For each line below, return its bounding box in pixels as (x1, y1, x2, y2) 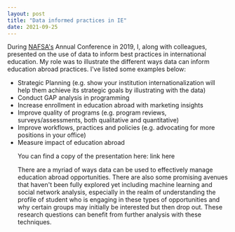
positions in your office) (17, 131, 86, 139)
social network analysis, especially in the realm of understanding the (17, 188, 216, 197)
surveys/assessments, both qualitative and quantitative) (17, 116, 180, 124)
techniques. (17, 218, 52, 226)
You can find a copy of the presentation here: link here (17, 152, 175, 160)
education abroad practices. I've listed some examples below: (7, 65, 187, 74)
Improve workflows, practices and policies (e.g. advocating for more (17, 124, 215, 132)
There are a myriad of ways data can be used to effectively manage (17, 166, 213, 174)
